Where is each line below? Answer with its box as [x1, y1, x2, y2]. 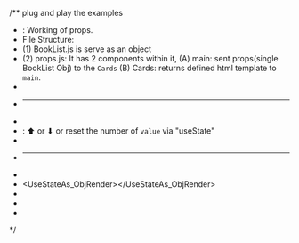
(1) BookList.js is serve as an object [21, 44, 152, 54]
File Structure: [21, 35, 75, 45]
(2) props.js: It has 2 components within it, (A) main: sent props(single [21, 53, 279, 63]
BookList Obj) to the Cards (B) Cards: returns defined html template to [21, 62, 278, 73]
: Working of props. [21, 25, 93, 35]
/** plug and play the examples [9, 8, 123, 18]
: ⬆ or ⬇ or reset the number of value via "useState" [21, 126, 215, 136]
